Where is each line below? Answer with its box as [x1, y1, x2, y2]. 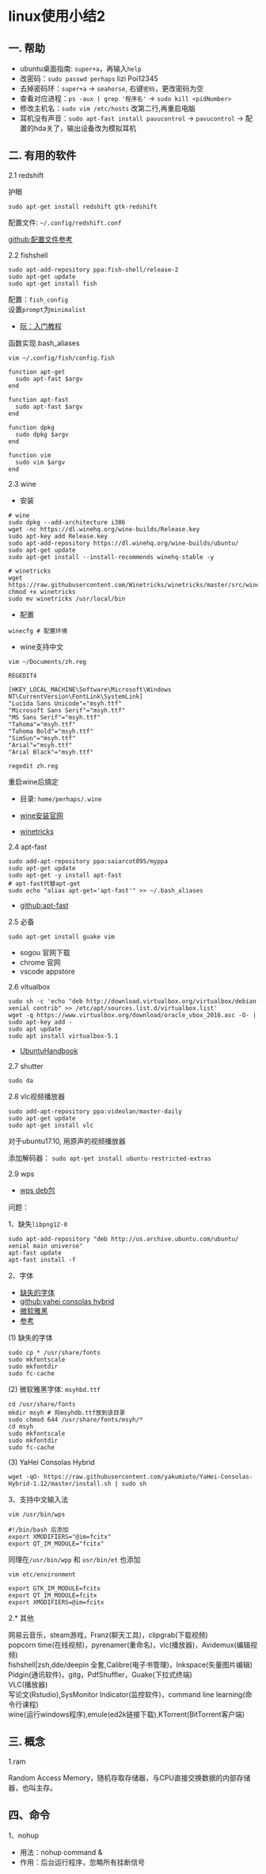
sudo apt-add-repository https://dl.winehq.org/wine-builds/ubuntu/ [8, 539, 239, 547]
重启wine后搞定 [8, 777, 59, 786]
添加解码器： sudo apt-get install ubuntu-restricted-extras [8, 1153, 212, 1163]
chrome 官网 [19, 958, 61, 967]
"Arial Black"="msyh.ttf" [8, 748, 93, 756]
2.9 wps [8, 1169, 35, 1178]
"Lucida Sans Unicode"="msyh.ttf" [8, 700, 123, 708]
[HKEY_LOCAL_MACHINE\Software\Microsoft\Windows [8, 685, 172, 693]
